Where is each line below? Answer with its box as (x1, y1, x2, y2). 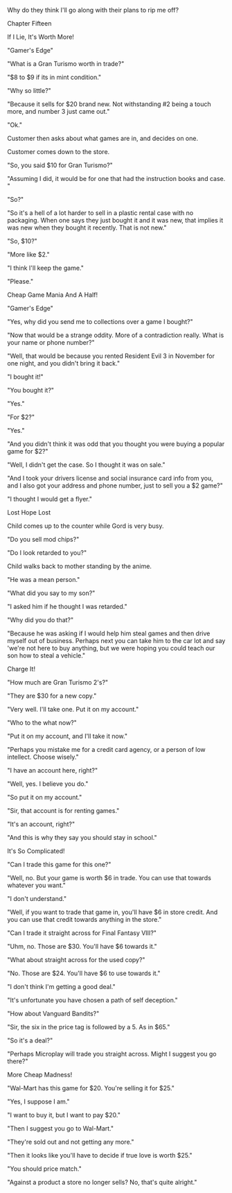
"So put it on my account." (7, 793, 82, 801)
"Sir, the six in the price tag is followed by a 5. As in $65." (7, 1023, 170, 1031)
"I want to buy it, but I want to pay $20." (7, 1111, 121, 1119)
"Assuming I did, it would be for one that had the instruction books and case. (7, 175, 226, 182)
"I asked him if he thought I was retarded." (7, 603, 127, 610)
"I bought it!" (7, 372, 44, 381)
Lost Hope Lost (7, 508, 51, 516)
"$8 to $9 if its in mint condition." (7, 73, 102, 81)
